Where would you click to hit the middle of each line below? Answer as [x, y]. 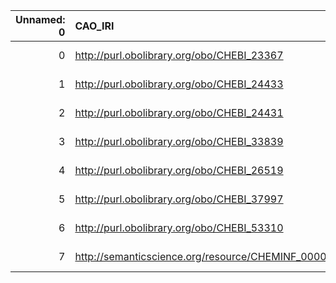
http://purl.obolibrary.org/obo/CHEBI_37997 [179, 199]
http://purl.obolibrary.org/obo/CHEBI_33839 [179, 141]
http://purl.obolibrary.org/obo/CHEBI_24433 [179, 84]
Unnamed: [40, 19]
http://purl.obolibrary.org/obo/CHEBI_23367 [179, 55]
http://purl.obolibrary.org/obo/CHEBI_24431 [179, 112]
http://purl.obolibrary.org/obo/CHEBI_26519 [179, 170]
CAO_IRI [94, 26]
